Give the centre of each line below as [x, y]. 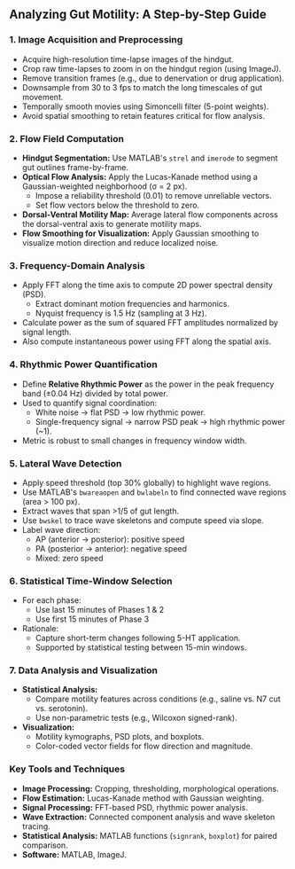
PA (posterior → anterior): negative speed [111, 548]
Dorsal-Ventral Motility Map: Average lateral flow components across [150, 214]
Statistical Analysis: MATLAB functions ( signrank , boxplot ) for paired [149, 835]
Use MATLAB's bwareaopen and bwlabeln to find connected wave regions [154, 492]
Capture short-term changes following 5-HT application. [138, 638]
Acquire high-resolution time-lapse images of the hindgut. [128, 59]
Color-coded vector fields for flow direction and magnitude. [144, 746]
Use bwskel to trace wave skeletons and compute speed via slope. [143, 520]
